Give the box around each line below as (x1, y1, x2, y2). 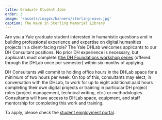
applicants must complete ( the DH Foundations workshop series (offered (5, 54, 151, 61)
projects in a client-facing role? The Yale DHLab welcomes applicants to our (5, 44, 157, 50)
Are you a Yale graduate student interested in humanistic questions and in (5, 34, 153, 40)
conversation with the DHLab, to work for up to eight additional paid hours (5, 80, 153, 86)
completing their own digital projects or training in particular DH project (5, 85, 147, 90)
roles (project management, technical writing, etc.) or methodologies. (5, 90, 144, 96)
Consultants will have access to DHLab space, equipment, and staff (5, 95, 140, 101)
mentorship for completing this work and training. (5, 100, 104, 106)
